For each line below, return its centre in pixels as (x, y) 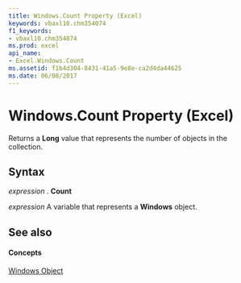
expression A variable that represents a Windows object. (103, 207)
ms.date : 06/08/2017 (43, 76)
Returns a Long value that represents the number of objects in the (118, 138)
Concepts (25, 253)
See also (30, 232)
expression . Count (40, 191)
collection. (26, 147)
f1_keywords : (30, 31)
